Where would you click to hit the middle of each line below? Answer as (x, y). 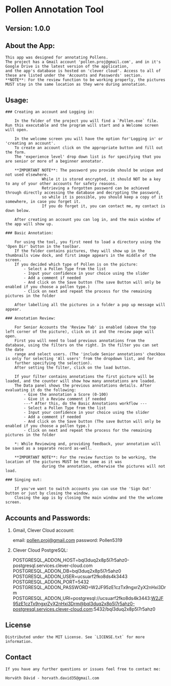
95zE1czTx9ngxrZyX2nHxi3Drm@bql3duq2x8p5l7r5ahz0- (74, 604)
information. (19, 641)
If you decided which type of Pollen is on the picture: (76, 265)
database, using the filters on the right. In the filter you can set (82, 345)
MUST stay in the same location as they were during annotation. (76, 85)
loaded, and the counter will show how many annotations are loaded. (81, 381)
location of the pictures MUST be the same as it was (64, 462)
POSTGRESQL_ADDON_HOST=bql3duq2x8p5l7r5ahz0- (71, 560)
